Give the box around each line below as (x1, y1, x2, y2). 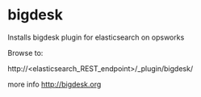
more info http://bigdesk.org (7, 79, 102, 89)
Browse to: (7, 48, 44, 57)
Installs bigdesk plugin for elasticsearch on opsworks (7, 32, 185, 42)
